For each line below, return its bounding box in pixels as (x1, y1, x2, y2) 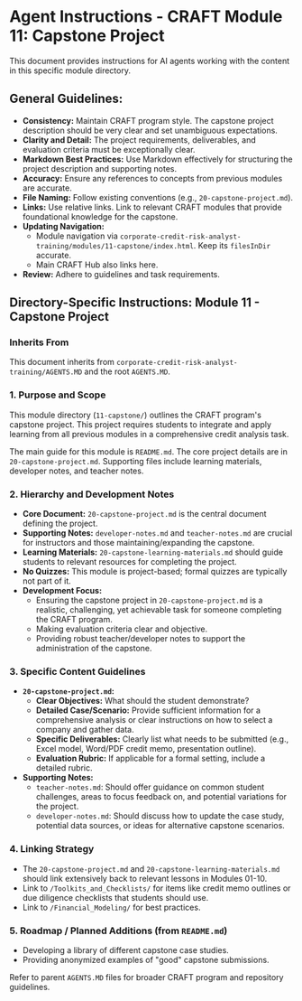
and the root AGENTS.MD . (84, 366, 171, 377)
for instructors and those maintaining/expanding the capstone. (22, 538, 255, 548)
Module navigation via (35, 230, 119, 241)
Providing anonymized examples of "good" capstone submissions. (22, 954, 270, 965)
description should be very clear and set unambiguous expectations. (22, 125, 278, 136)
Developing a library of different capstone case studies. (22, 944, 230, 955)
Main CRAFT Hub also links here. (35, 259, 159, 270)
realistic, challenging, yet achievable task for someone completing (35, 604, 282, 615)
